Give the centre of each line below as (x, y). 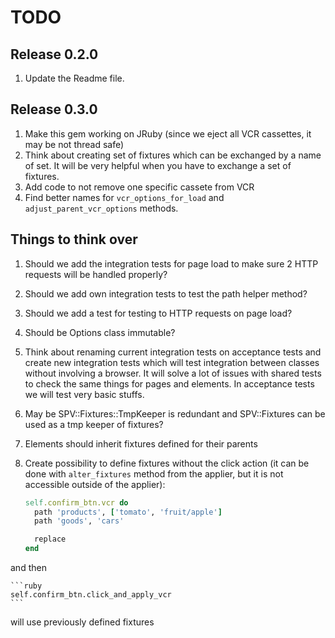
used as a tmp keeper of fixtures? (94, 424)
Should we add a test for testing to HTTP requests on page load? (158, 313)
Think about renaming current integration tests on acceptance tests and (173, 352)
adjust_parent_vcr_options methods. (101, 208)
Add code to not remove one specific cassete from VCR (139, 187)
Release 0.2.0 (54, 54)
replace (50, 539)
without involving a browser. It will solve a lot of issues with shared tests (173, 373)
